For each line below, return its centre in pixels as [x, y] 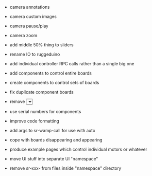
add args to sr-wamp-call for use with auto [52, 130]
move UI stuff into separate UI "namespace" [54, 159]
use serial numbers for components [45, 111]
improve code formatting [34, 121]
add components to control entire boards [51, 73]
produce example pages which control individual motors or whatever [78, 149]
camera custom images [33, 16]
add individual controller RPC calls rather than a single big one [72, 64]
